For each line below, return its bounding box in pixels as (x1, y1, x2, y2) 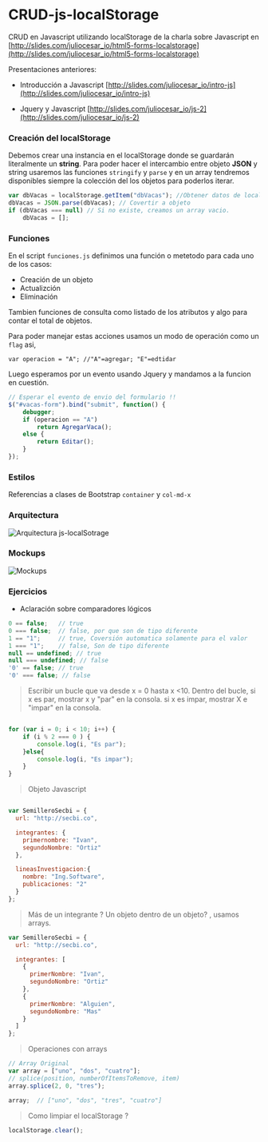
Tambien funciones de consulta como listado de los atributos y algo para (8, 308, 248, 317)
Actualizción (19, 284, 61, 293)
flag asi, (8, 340, 37, 349)
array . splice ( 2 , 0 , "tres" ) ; (8, 1081, 105, 1090)
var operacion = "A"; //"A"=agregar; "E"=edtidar (8, 356, 177, 364)
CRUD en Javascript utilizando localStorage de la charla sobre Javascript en (8, 32, 259, 42)
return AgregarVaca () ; (37, 423, 112, 431)
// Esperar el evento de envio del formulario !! (8, 393, 177, 401)
